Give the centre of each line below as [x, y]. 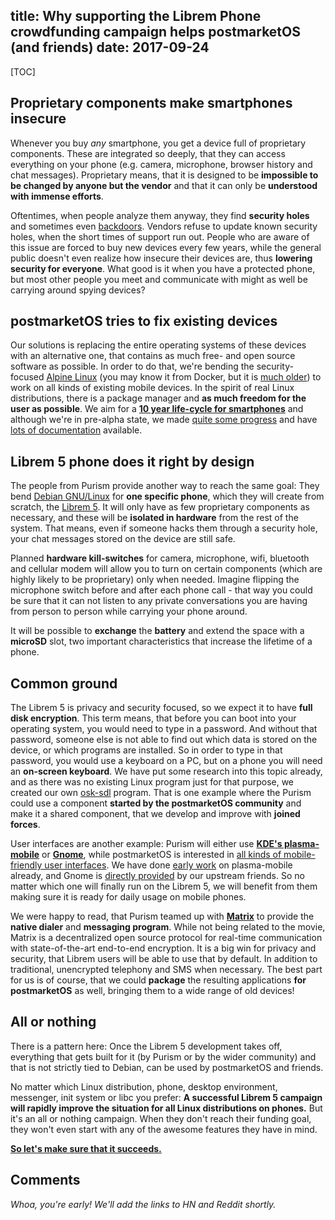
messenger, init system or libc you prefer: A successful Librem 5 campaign [166, 1097]
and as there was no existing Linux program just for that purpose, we [152, 782]
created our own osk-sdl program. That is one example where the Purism [161, 793]
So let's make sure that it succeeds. [86, 1148]
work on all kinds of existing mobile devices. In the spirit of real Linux [152, 388]
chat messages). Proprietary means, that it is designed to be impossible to [164, 175]
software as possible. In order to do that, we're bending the [132, 366]
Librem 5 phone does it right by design [132, 461]
